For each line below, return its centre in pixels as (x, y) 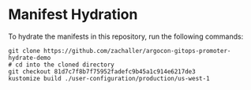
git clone (24, 51)
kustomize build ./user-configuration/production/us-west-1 (109, 78)
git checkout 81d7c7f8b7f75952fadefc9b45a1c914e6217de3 (102, 71)
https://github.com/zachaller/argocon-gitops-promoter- (137, 51)
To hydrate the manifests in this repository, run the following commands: (126, 36)
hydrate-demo (30, 58)
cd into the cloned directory (65, 65)
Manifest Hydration (73, 15)
